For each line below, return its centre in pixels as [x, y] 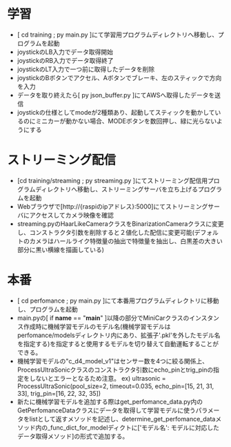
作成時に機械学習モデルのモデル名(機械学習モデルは [97, 326]
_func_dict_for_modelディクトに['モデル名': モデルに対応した [133, 427]
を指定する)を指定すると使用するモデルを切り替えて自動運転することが [118, 343]
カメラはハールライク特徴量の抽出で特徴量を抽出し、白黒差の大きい [126, 241]
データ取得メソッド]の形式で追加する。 [73, 436]
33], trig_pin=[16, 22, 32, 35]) [59, 393]
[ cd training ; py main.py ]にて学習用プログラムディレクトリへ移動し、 [118, 35]
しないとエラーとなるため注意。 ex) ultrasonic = [98, 378]
